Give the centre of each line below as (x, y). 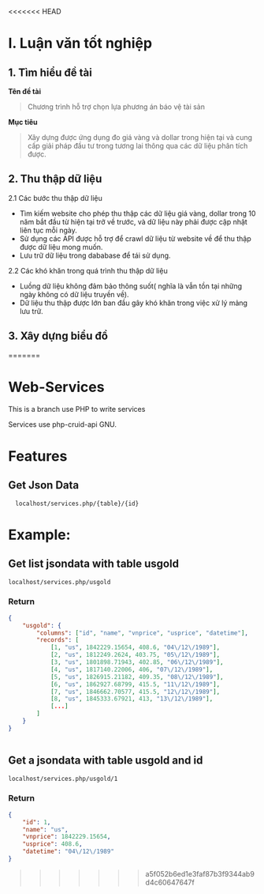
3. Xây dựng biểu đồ (58, 336)
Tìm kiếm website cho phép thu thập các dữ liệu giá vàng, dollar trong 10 (138, 213)
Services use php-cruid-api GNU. (62, 424)
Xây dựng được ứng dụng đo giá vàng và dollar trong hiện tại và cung (140, 137)
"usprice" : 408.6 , (52, 844)
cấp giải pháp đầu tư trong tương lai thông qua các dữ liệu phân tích (138, 146)
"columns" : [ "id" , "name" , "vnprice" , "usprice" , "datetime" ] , (143, 633)
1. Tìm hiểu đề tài (50, 72)
